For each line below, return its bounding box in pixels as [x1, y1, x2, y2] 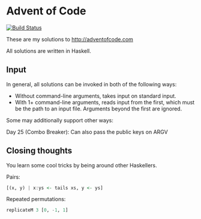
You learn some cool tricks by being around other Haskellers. [6, 161, 157, 169]
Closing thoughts [6, 146, 73, 156]
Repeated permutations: [6, 196, 66, 203]
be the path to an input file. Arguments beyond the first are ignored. [14, 105, 182, 112]
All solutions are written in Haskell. [6, 47, 92, 55]
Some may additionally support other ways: [6, 116, 114, 124]
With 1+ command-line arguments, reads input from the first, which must [14, 98, 195, 106]
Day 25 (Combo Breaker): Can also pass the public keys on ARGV [6, 128, 168, 136]
